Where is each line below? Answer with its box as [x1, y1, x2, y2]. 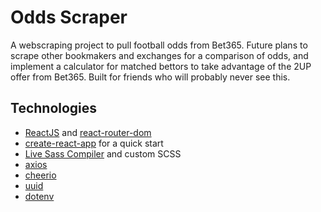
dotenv [24, 190, 55, 202]
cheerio [24, 169, 57, 181]
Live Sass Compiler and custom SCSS [24, 147, 182, 160]
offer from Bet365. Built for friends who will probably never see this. [10, 71, 291, 83]
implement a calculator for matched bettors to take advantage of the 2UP [10, 60, 312, 72]
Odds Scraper [10, 6, 128, 29]
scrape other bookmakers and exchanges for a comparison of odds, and [10, 49, 309, 61]
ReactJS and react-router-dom [24, 126, 152, 138]
